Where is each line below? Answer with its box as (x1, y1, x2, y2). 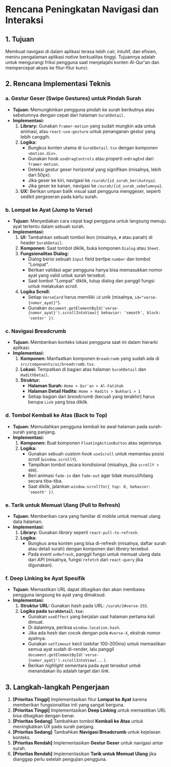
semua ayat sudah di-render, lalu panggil (28, 646, 114, 652)
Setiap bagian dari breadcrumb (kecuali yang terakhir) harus (28, 393, 155, 400)
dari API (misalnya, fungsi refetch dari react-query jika (28, 556, 143, 562)
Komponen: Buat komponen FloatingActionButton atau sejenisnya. (20, 440, 162, 446)
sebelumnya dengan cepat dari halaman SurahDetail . (12, 112, 125, 118)
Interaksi (5, 14, 43, 26)
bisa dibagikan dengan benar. (12, 712, 76, 718)
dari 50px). (28, 171, 51, 178)
